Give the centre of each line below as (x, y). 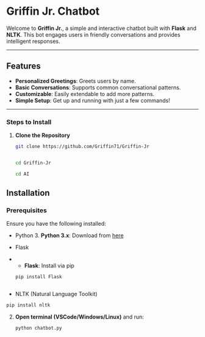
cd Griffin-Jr (33, 163)
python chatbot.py (38, 328)
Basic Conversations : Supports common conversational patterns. (98, 87)
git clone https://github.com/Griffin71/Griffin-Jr (82, 147)
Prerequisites (27, 210)
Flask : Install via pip (49, 266)
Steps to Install (29, 122)
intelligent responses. (33, 41)
